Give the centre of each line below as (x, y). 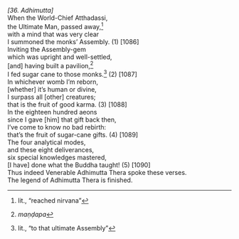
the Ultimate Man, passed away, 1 (55, 26)
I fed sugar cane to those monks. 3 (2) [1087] (72, 74)
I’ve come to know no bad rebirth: (57, 127)
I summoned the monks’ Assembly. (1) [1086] (73, 41)
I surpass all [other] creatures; (52, 97)
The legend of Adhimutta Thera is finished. (70, 180)
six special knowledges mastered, (57, 157)
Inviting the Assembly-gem (47, 49)
